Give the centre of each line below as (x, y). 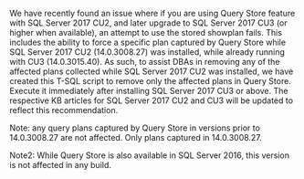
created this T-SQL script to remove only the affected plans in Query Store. (151, 81)
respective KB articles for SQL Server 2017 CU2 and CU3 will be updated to (152, 100)
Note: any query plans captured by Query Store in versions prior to (135, 128)
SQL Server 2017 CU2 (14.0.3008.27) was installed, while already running (147, 52)
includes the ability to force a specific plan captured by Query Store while (147, 42)
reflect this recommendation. (64, 110)
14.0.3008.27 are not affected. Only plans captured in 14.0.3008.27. (136, 137)
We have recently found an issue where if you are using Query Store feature (152, 13)
